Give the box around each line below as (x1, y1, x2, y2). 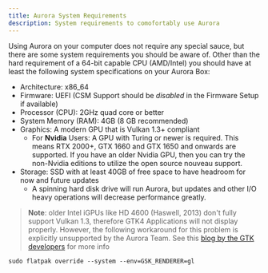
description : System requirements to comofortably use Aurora (8, 19, 220, 27)
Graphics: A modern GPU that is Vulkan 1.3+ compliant (19, 125, 200, 134)
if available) (19, 99, 58, 109)
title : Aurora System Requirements (8, 11, 127, 20)
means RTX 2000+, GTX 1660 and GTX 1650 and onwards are (31, 141, 237, 151)
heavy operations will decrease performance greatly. (31, 192, 206, 202)
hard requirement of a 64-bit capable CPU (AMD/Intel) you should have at (8, 57, 252, 68)
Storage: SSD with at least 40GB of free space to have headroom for (19, 167, 246, 176)
